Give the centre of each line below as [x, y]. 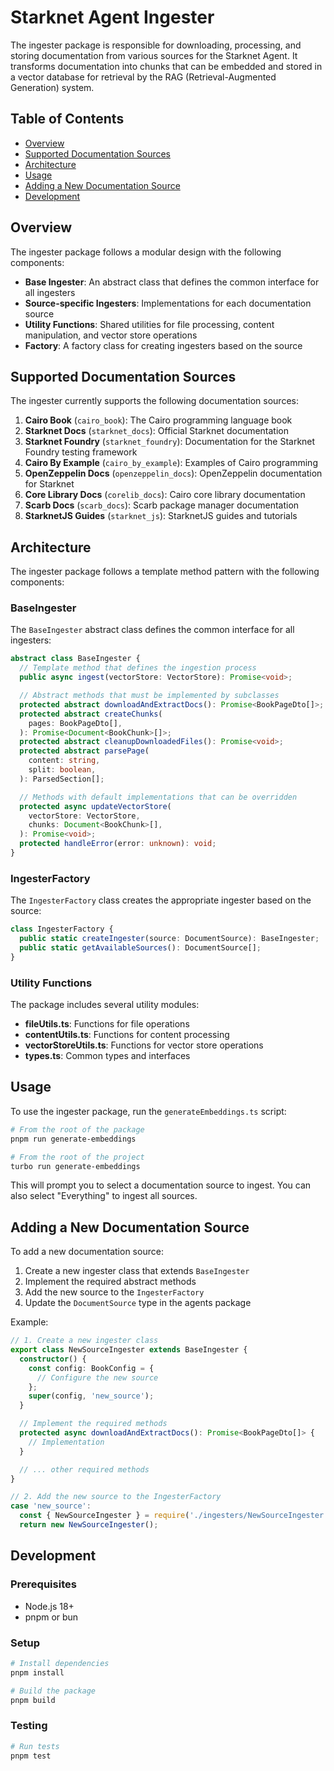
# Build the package [53, 1691]
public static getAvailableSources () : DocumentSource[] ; [140, 948]
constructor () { [53, 1359]
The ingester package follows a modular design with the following [146, 252]
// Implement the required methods [93, 1424]
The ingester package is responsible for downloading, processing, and [156, 45]
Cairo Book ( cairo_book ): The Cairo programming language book [158, 420]
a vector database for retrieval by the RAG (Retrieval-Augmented [143, 77]
